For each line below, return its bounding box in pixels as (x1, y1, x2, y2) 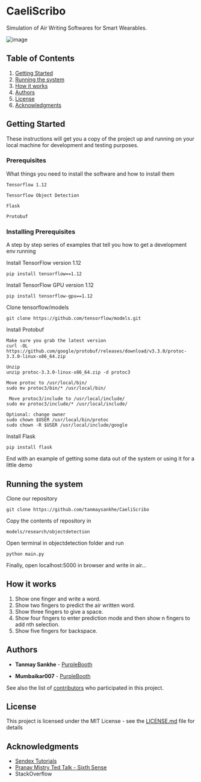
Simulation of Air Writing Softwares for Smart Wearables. (6, 24, 147, 31)
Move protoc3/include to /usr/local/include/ (8, 396, 125, 402)
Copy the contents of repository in (6, 517, 91, 524)
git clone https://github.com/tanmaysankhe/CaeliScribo (6, 506, 149, 512)
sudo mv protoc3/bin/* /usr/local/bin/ (6, 385, 107, 392)
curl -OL (6, 343, 28, 349)
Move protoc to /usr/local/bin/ (6, 380, 87, 386)
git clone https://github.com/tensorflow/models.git (6, 316, 141, 322)
